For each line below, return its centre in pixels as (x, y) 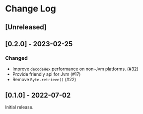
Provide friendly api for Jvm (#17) (46, 74)
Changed (17, 58)
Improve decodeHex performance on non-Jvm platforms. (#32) (75, 69)
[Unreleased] (26, 27)
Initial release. (19, 107)
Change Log (31, 9)
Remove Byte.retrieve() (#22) (44, 80)
